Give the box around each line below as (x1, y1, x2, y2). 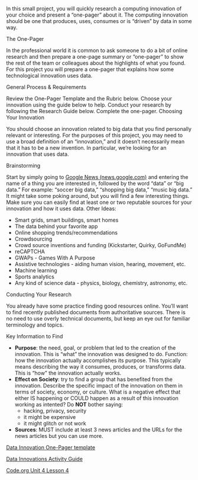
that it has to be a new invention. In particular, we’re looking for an (6, 145, 167, 151)
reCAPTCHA (14, 248, 46, 255)
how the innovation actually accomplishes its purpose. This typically (14, 357, 181, 364)
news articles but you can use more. (14, 433, 103, 439)
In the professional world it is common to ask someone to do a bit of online (6, 47, 188, 54)
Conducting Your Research (6, 291, 72, 298)
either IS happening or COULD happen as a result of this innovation (14, 395, 179, 402)
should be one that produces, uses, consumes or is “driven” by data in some (6, 18, 192, 24)
